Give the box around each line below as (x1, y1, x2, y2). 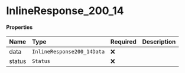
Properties (6, 24, 33, 31)
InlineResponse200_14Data (31, 48, 105, 55)
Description (142, 37, 176, 45)
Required (110, 37, 137, 45)
